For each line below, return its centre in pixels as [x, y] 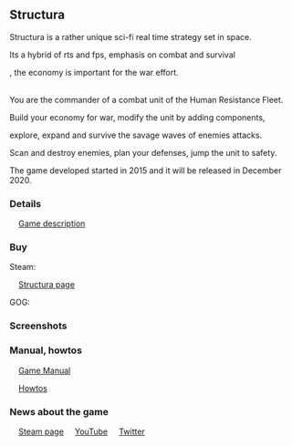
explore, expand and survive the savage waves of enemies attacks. [136, 135]
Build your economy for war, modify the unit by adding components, [137, 117]
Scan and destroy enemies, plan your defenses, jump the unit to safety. [143, 152]
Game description [52, 223]
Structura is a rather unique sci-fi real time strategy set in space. [131, 36]
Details [26, 203]
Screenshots [38, 326]
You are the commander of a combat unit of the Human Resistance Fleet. [146, 99]
